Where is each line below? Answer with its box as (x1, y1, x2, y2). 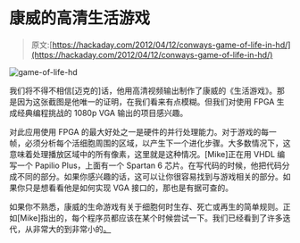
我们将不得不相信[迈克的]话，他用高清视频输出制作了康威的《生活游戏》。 (9, 85, 278, 96)
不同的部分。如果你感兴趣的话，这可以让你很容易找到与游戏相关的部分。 (16, 171, 283, 181)
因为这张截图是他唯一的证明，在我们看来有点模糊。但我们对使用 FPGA (16, 96, 275, 107)
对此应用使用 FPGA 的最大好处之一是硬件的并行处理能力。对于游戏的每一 (9, 126, 277, 137)
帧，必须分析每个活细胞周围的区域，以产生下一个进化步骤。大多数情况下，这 (9, 138, 291, 148)
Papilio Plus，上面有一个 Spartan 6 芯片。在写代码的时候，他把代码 (34, 160, 283, 171)
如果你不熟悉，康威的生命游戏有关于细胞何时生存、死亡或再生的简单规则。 (9, 201, 283, 212)
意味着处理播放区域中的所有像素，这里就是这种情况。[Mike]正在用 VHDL (9, 148, 275, 159)
